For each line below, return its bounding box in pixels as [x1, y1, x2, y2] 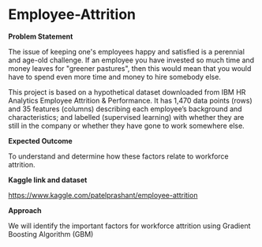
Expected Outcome [8, 136, 73, 145]
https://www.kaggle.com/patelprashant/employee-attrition [8, 190, 198, 200]
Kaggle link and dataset [8, 175, 88, 185]
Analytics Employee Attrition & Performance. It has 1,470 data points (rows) [8, 95, 253, 105]
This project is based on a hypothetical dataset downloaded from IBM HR [8, 87, 246, 96]
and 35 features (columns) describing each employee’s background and [8, 104, 242, 114]
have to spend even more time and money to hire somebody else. [8, 72, 221, 81]
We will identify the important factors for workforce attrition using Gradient [8, 221, 251, 230]
